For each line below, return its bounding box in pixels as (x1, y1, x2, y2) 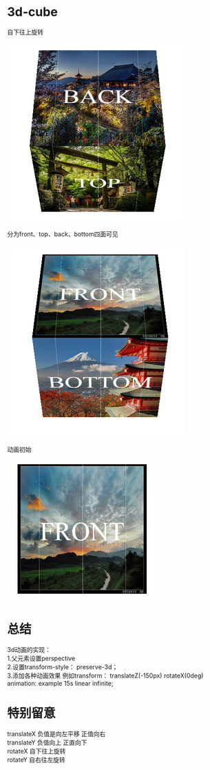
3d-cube (7, 4, 59, 20)
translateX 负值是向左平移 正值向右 (7, 729, 106, 738)
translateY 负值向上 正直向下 (7, 738, 87, 747)
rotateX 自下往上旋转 (7, 747, 66, 755)
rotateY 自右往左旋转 (7, 755, 65, 764)
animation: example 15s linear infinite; (7, 679, 114, 687)
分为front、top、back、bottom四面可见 (7, 229, 118, 238)
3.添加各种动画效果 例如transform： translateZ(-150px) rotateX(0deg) (7, 671, 204, 680)
